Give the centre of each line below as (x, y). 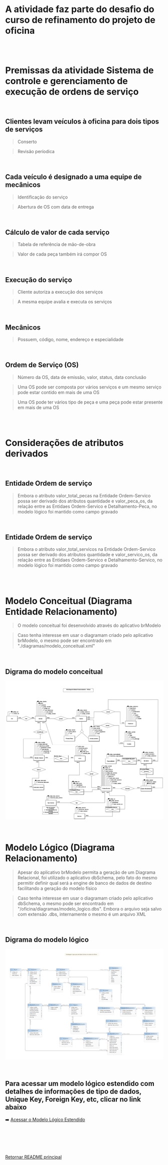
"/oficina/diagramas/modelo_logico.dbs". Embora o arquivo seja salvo (90, 909)
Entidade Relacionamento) (61, 611)
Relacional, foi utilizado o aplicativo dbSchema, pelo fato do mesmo (87, 877)
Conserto (27, 142)
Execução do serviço (39, 280)
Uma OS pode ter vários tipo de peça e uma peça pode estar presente (90, 402)
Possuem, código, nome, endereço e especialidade (70, 339)
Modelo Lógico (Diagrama (60, 847)
